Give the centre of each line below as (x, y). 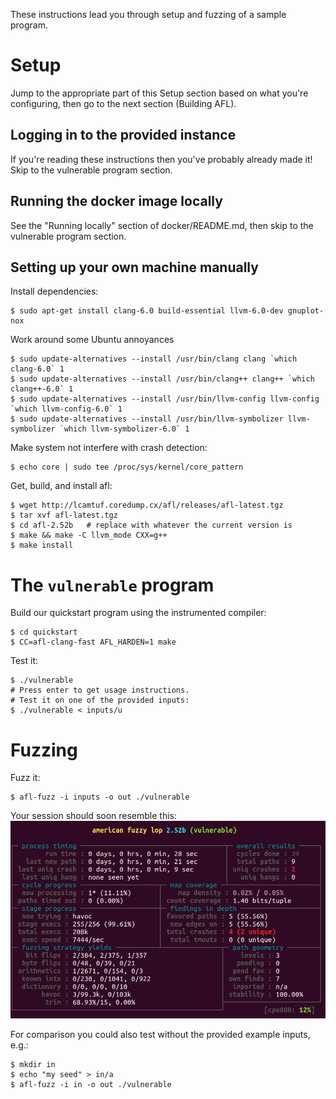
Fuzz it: (25, 778)
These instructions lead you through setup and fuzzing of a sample (148, 14)
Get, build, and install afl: (61, 486)
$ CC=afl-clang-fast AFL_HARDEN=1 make (93, 642)
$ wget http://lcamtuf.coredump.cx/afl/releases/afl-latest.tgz (147, 505)
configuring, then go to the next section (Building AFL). (123, 103)
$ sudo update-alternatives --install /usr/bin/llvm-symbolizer (147, 419)
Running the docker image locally (116, 201)
